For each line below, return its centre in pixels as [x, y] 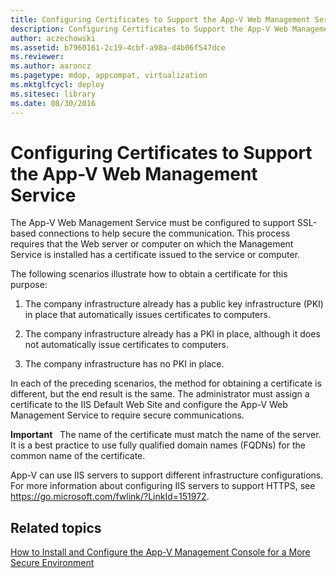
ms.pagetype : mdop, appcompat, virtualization [109, 76]
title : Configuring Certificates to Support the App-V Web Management [160, 19]
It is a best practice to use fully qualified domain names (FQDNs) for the [158, 445]
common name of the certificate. [78, 456]
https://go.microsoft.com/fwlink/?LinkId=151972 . [110, 497]
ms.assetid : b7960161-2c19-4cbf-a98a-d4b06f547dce [118, 47]
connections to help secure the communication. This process [164, 233]
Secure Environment [52, 563]
